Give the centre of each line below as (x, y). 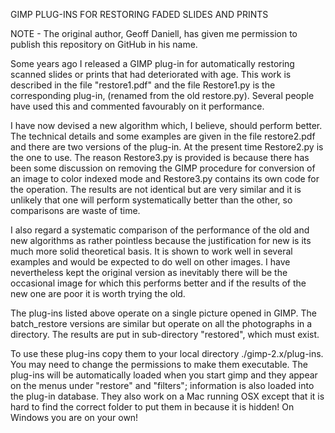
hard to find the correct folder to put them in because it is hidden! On (152, 407)
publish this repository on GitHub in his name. (104, 44)
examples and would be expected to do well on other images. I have (150, 262)
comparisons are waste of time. (75, 210)
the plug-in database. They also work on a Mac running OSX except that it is (167, 396)
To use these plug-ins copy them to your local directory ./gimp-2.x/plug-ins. (167, 353)
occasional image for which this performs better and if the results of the (158, 283)
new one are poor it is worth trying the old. (98, 293)
